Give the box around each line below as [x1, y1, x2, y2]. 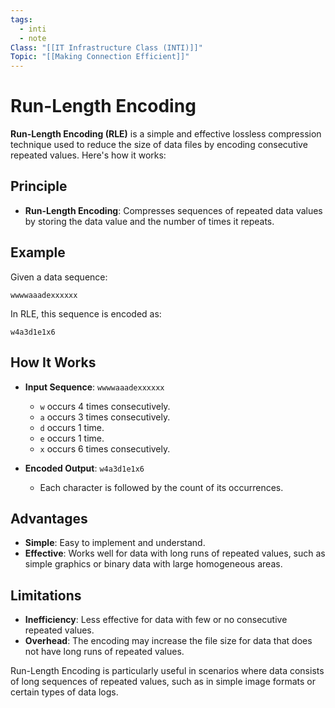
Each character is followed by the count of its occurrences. [39, 481, 284, 493]
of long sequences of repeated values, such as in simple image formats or [10, 676, 317, 688]
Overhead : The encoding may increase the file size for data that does [24, 635, 313, 647]
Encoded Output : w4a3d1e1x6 [24, 462, 145, 474]
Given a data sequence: [10, 271, 108, 283]
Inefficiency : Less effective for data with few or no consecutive [24, 614, 288, 626]
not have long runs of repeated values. [24, 646, 185, 658]
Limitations [10, 587, 82, 604]
